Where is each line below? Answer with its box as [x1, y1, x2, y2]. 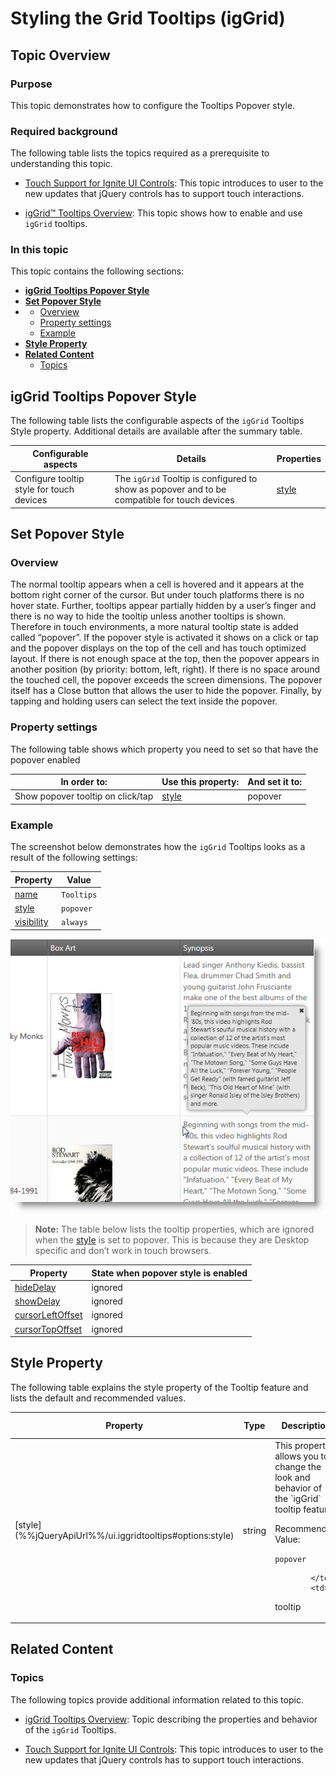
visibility [14, 916, 49, 928]
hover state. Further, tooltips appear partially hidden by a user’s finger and [10, 600, 317, 612]
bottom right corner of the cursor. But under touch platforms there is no [10, 589, 305, 601]
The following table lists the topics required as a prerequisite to [10, 147, 270, 159]
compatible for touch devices [114, 494, 235, 506]
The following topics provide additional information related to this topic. [10, 1693, 304, 1706]
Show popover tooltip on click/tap [14, 790, 154, 802]
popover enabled [10, 753, 81, 766]
